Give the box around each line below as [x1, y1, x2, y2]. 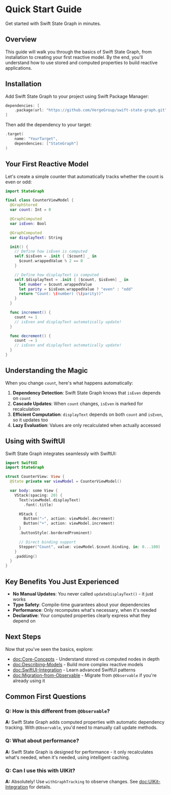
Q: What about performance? [5, 737, 79, 744]
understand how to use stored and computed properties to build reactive [5, 60, 158, 66]
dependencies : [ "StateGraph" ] [14, 141, 79, 146]
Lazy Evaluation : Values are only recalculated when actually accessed [12, 422, 161, 428]
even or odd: [5, 179, 32, 185]
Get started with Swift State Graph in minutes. [5, 20, 101, 26]
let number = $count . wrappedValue [18, 281, 93, 287]
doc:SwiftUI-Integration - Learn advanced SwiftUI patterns [12, 667, 136, 673]
